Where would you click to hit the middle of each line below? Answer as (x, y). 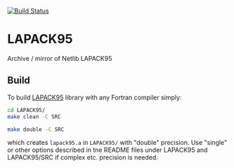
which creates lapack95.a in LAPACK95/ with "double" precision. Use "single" (117, 143)
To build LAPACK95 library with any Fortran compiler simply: (95, 97)
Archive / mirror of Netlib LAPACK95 (60, 58)
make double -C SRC (36, 129)
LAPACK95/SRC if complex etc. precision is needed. (83, 157)
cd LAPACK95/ (26, 110)
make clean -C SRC (34, 117)
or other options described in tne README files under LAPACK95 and (108, 150)
